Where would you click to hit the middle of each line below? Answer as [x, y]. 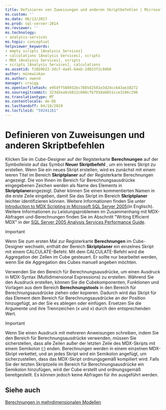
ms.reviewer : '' [22, 28]
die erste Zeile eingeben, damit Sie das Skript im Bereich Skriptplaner [76, 196]
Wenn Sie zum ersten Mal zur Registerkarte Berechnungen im [68, 241]
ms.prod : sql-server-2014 [32, 23]
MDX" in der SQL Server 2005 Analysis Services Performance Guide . [75, 222]
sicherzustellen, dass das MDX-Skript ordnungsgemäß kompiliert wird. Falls [82, 359]
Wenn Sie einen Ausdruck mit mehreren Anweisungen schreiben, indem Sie [82, 333]
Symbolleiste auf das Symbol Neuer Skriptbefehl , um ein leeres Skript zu [80, 164]
